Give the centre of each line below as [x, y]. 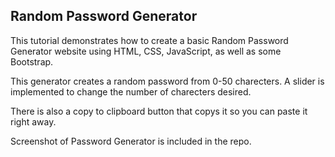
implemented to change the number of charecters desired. [131, 91]
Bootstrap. [32, 61]
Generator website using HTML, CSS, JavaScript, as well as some [146, 51]
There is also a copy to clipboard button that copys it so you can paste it [159, 111]
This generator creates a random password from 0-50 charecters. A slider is [167, 81]
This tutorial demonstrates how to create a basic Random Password [149, 40]
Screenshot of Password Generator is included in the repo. [131, 141]
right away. [33, 121]
